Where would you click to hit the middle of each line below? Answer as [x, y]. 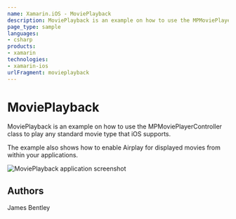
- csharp [20, 40]
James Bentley [29, 208]
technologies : [28, 60]
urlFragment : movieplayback [48, 72]
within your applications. [43, 155]
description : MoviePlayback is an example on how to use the [99, 20]
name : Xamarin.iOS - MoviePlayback [59, 14]
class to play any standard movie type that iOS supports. [89, 134]
